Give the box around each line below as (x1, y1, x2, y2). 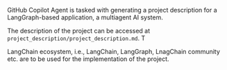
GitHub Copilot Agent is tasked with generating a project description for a (7, 6, 217, 14)
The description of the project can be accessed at (7, 27, 151, 35)
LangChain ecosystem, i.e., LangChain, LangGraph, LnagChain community (7, 48, 221, 55)
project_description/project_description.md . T (7, 34, 146, 42)
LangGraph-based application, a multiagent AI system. (7, 13, 163, 21)
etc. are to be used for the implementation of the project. (7, 55, 169, 63)
